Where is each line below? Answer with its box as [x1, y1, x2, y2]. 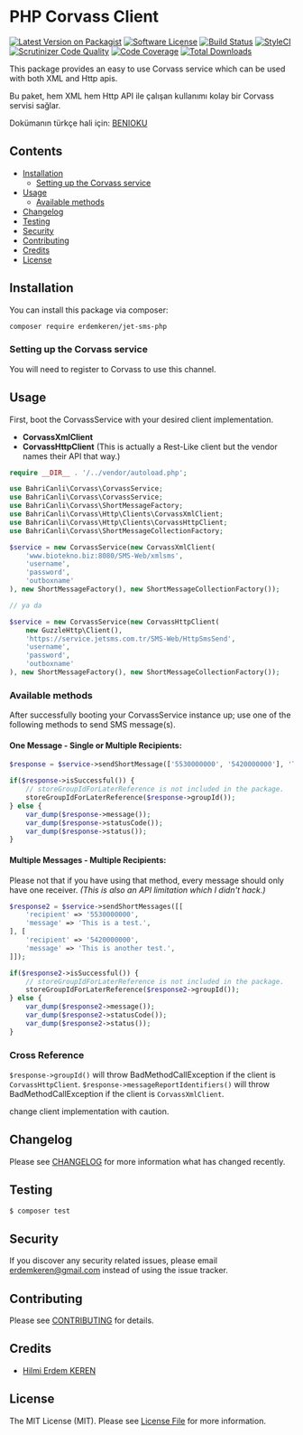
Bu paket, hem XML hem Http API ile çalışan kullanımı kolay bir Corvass [9, 90, 275, 101]
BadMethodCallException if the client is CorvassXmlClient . [9, 1088, 225, 1099]
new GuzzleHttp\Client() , [25, 625, 124, 634]
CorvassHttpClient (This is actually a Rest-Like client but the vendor [22, 441, 278, 452]
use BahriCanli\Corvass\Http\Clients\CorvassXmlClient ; [9, 510, 224, 519]
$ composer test [9, 1206, 70, 1215]
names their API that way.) [22, 450, 121, 462]
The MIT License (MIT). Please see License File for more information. [9, 1415, 266, 1426]
